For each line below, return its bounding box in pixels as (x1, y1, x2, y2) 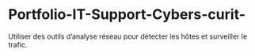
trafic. (8, 39, 28, 49)
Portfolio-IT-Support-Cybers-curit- (8, 6, 246, 24)
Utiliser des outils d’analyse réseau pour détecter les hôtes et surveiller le (8, 32, 248, 41)
